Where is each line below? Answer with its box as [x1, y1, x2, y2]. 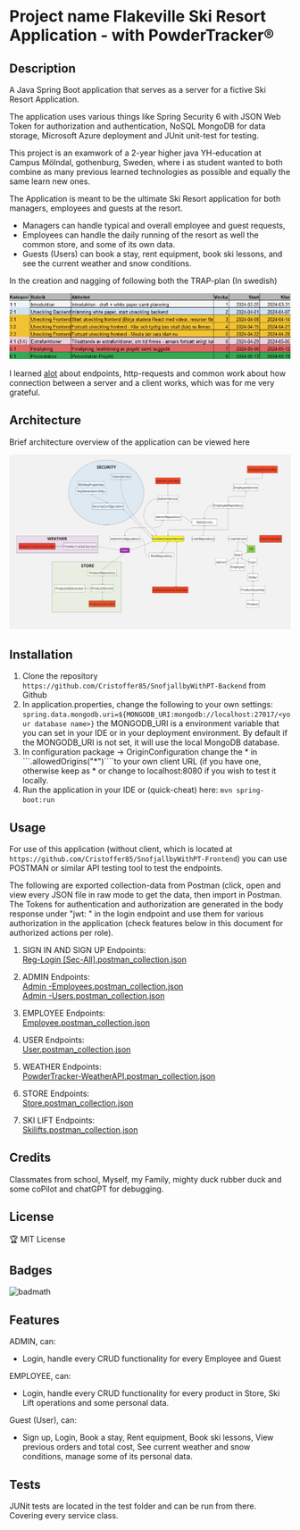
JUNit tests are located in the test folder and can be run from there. [9, 1501, 257, 1511]
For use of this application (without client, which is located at [9, 844, 233, 855]
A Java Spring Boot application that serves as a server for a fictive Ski [9, 85, 266, 95]
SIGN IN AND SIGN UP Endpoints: [21, 945, 146, 956]
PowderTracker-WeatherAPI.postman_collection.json [21, 1071, 216, 1082]
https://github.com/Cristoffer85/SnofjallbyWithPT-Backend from [21, 681, 266, 691]
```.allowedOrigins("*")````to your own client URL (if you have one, [21, 757, 262, 767]
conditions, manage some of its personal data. [21, 1451, 194, 1462]
